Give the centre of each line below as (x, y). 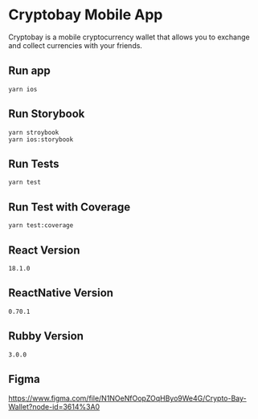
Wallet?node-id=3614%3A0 (54, 407)
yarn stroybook (34, 132)
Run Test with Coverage (70, 207)
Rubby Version (46, 336)
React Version (44, 250)
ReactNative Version (61, 293)
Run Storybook (47, 114)
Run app (29, 71)
